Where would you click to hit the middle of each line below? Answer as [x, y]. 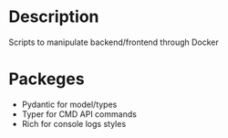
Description [54, 17]
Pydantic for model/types [69, 104]
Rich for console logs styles [74, 123]
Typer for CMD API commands [79, 114]
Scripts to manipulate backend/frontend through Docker [114, 42]
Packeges [47, 79]
